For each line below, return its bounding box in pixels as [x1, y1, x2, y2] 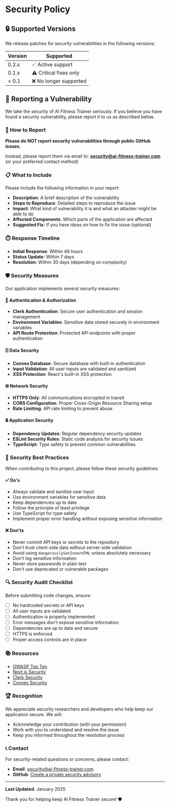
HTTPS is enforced [12, 631, 53, 637]
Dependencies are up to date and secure [12, 625, 98, 631]
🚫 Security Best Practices [5, 454, 69, 461]
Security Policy [5, 4, 71, 15]
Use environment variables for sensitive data [12, 494, 106, 500]
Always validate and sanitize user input [12, 489, 94, 495]
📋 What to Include [5, 172, 52, 179]
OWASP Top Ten [12, 663, 48, 669]
